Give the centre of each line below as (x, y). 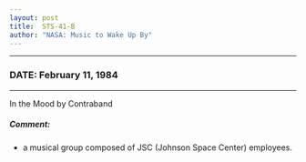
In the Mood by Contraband (61, 103)
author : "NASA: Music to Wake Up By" (81, 35)
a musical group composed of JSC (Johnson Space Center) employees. (158, 147)
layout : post (34, 18)
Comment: (30, 125)
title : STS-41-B (42, 26)
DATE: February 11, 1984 (64, 76)
